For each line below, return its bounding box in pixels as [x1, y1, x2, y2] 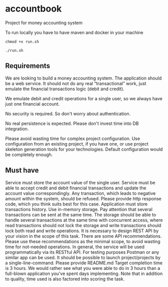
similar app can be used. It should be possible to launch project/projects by [5, 254, 161, 260]
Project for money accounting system [5, 20, 83, 26]
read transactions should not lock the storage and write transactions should [5, 222, 161, 228]
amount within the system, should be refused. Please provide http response [5, 195, 161, 201]
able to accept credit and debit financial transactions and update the [5, 185, 146, 191]
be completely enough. [5, 152, 53, 158]
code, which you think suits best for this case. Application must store [5, 201, 148, 207]
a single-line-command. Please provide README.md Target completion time [5, 260, 163, 266]
